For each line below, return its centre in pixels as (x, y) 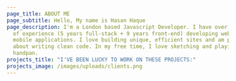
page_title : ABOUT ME (38, 14)
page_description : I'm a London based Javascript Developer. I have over (117, 27)
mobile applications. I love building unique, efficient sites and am (119, 40)
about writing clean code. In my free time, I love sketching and (112, 46)
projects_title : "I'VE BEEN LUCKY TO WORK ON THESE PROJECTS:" (101, 60)
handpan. (26, 54)
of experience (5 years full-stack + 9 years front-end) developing (116, 33)
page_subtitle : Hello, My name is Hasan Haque (76, 20)
